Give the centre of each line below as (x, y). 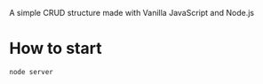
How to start (56, 49)
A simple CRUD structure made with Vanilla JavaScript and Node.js (132, 13)
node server (31, 72)
